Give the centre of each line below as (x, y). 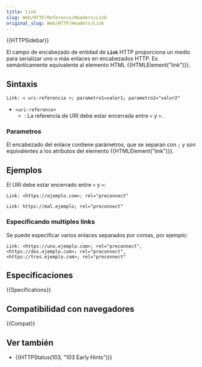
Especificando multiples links (51, 222)
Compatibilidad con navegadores (70, 309)
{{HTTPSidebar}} (28, 41)
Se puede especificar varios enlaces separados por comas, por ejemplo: (97, 235)
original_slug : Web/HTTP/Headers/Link (55, 23)
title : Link (21, 12)
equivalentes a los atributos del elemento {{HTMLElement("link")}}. (90, 151)
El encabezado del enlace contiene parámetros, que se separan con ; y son (101, 145)
